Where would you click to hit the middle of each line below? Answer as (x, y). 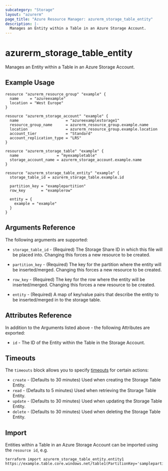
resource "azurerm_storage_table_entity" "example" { (62, 173)
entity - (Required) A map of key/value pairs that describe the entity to (85, 294)
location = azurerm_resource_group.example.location (83, 129)
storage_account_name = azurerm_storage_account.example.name (76, 160)
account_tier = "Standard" (51, 133)
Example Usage (30, 83)
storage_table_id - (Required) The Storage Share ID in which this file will (87, 249)
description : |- (22, 24)
